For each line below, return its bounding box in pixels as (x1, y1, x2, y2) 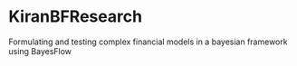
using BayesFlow (8, 45, 72, 56)
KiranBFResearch (8, 6, 142, 27)
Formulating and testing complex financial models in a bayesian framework (8, 36, 288, 47)
